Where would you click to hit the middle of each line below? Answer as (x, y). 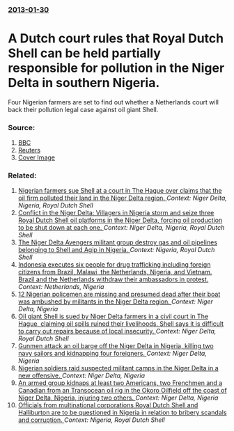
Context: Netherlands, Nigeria (61, 287)
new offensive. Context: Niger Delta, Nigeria (81, 376)
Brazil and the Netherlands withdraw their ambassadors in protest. (113, 279)
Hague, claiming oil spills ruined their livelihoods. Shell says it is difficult (121, 324)
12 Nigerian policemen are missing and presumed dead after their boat (119, 295)
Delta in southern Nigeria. (84, 83)
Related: (22, 175)
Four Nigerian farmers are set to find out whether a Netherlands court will (113, 102)
